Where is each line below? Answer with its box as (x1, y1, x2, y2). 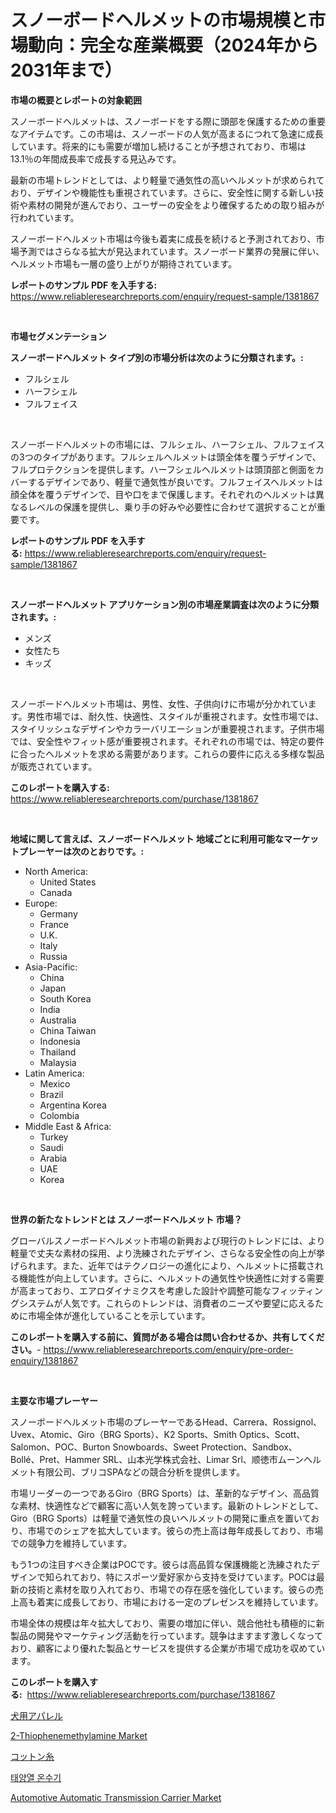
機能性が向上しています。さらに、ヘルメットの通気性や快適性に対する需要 (18, 1272, 325, 1284)
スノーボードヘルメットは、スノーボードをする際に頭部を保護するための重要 (10, 115, 326, 127)
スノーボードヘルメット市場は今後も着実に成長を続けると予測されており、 (10, 232, 317, 245)
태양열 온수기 (10, 1771, 62, 1783)
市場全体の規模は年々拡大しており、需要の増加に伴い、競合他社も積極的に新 (10, 1617, 325, 1629)
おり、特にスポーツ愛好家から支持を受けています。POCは (79, 1571, 317, 1583)
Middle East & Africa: (24, 1120, 112, 1132)
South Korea (39, 992, 92, 1005)
